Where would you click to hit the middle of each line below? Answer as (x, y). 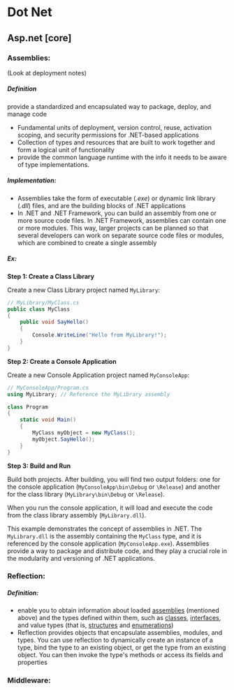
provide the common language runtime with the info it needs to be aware (122, 157)
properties (32, 662)
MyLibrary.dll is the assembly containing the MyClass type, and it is (104, 536)
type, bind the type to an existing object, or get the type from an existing (122, 647)
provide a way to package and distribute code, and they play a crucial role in (117, 551)
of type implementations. (53, 164)
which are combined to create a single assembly (87, 242)
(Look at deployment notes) (47, 73)
